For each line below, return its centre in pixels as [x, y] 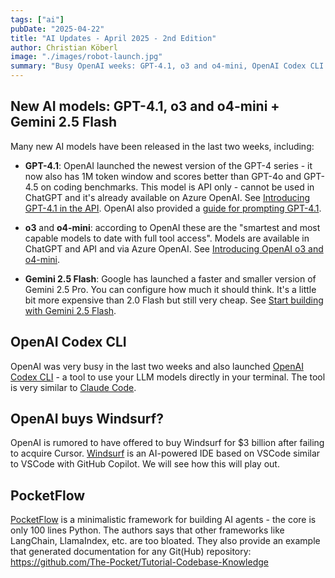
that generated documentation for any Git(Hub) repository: [131, 552]
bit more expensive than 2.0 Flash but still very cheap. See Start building [174, 300]
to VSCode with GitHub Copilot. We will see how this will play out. [145, 464]
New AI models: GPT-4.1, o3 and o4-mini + [145, 106]
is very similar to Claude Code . [73, 387]
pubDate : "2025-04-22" [57, 29]
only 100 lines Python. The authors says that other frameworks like [147, 530]
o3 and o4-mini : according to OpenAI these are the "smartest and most [172, 227]
